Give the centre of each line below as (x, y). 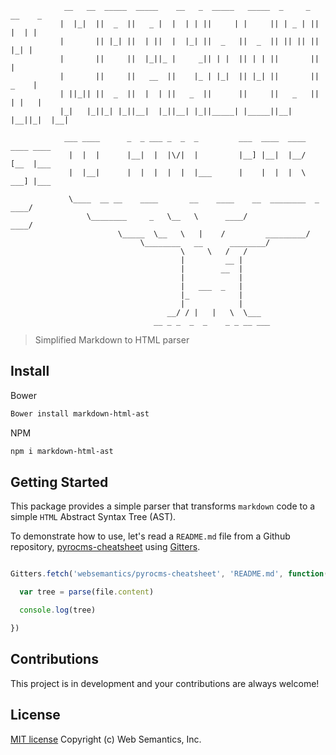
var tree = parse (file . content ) (87, 592)
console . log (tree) (58, 610)
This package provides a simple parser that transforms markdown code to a (163, 506)
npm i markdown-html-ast (62, 451)
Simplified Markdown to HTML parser (112, 340)
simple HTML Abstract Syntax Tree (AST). (93, 517)
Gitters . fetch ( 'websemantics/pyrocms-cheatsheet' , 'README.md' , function (167, 574)
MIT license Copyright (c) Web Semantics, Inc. (106, 739)
